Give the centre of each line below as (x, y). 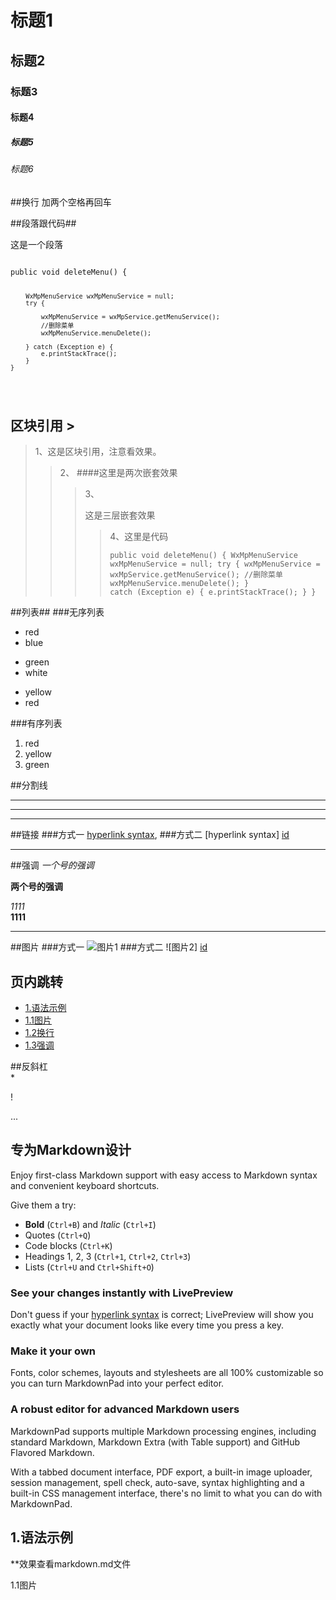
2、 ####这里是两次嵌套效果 (118, 473)
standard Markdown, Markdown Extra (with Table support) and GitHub (155, 1442)
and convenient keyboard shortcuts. (85, 1185)
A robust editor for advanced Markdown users (125, 1409)
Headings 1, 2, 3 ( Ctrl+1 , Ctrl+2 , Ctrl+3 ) (108, 1256)
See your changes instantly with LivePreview (122, 1293)
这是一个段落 (36, 244)
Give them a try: (43, 1205)
